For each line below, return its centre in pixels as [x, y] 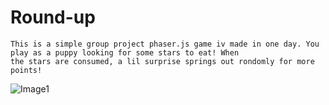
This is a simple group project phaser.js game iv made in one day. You [165, 44]
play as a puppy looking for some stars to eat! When [125, 52]
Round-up [53, 17]
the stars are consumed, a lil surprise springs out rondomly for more [162, 61]
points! [26, 70]
